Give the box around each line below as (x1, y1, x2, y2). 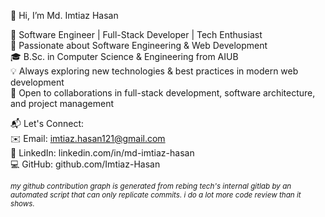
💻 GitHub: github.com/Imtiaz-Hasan (10, 158, 161, 170)
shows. (10, 199, 35, 209)
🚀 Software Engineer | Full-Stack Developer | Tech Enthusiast (10, 29, 263, 40)
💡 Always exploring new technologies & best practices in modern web (10, 65, 299, 77)
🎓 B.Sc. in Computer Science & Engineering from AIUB (10, 51, 239, 62)
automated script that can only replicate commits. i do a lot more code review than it (10, 190, 302, 200)
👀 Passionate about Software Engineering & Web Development (10, 40, 268, 51)
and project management (10, 98, 114, 109)
